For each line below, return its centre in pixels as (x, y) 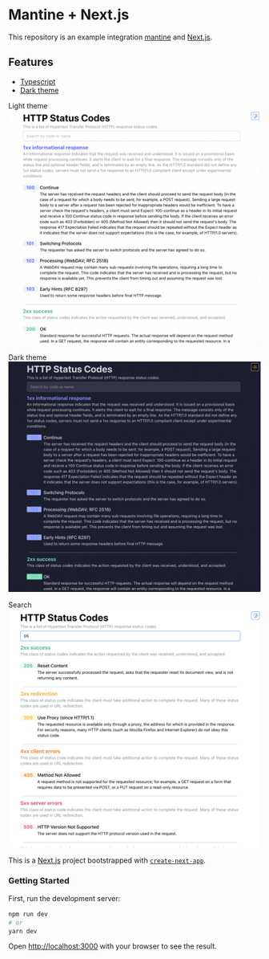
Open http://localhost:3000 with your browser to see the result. (113, 946)
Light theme (28, 105)
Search (20, 605)
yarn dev (23, 931)
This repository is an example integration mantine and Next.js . (110, 37)
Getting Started (39, 881)
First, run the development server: (64, 898)
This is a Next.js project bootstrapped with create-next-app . (107, 860)
